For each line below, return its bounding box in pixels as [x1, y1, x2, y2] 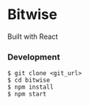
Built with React [7, 32, 58, 41]
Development [7, 51, 61, 62]
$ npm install [7, 83, 54, 92]
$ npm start [7, 90, 47, 98]
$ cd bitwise [7, 77, 51, 85]
